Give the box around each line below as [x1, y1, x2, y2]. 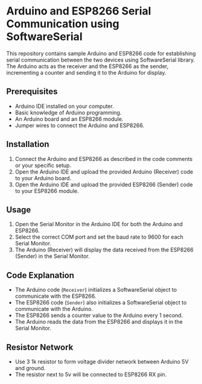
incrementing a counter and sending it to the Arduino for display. [6, 69, 166, 76]
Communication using [6, 17, 119, 31]
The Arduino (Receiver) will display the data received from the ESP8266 [14, 246, 194, 254]
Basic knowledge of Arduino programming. [14, 109, 122, 116]
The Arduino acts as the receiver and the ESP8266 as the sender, [6, 62, 169, 70]
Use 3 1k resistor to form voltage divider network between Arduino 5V [14, 358, 189, 365]
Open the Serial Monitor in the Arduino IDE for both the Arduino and [14, 221, 183, 228]
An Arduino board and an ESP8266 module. [14, 115, 124, 122]
